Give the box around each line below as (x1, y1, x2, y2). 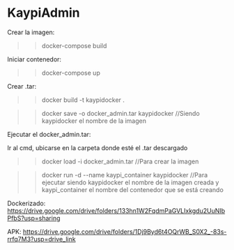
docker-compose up (41, 68, 101, 77)
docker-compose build (41, 41, 107, 50)
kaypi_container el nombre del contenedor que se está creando (41, 185, 224, 193)
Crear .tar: (7, 82, 37, 90)
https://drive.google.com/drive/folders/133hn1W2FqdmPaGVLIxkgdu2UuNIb (7, 206, 226, 214)
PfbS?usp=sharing (7, 214, 61, 222)
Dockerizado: (7, 199, 46, 207)
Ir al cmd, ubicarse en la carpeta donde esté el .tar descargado (7, 143, 188, 152)
